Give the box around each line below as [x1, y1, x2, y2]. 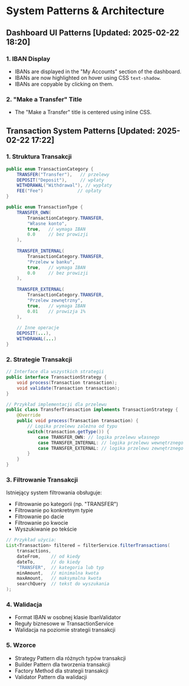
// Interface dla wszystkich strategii [6, 369, 105, 375]
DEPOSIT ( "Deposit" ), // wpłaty [17, 177, 105, 183]
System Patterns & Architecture [6, 4, 165, 18]
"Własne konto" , [27, 220, 67, 227]
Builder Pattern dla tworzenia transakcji [14, 661, 110, 668]
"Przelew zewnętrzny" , [27, 297, 83, 303]
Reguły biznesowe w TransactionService [14, 620, 114, 627]
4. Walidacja [6, 600, 43, 609]
